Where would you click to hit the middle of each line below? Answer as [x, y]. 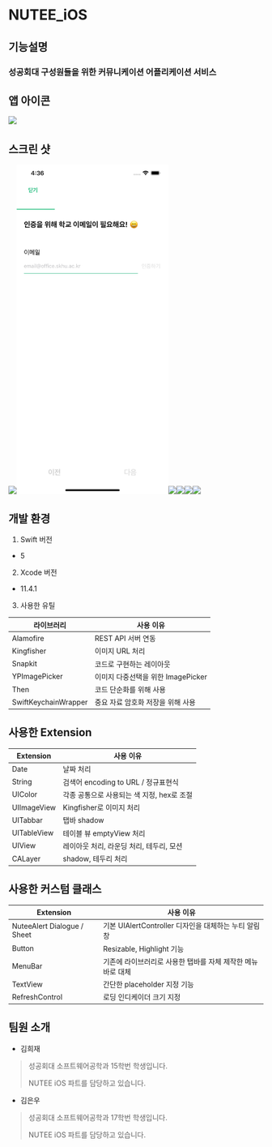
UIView [24, 845]
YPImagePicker [37, 676]
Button [23, 948]
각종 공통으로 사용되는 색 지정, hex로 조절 [127, 794]
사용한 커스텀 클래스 [55, 889]
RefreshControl [37, 997]
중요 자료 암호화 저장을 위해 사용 [145, 702]
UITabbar [27, 820]
